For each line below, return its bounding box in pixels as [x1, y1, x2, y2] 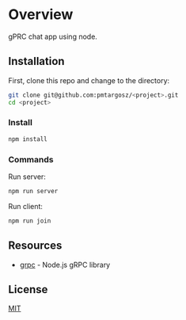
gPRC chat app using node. [8, 32, 97, 41]
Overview [8, 6, 74, 24]
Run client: [8, 201, 44, 211]
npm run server [8, 187, 59, 195]
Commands [8, 154, 54, 165]
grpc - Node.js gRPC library [19, 260, 111, 269]
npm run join [8, 216, 51, 225]
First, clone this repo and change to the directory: [8, 75, 170, 85]
